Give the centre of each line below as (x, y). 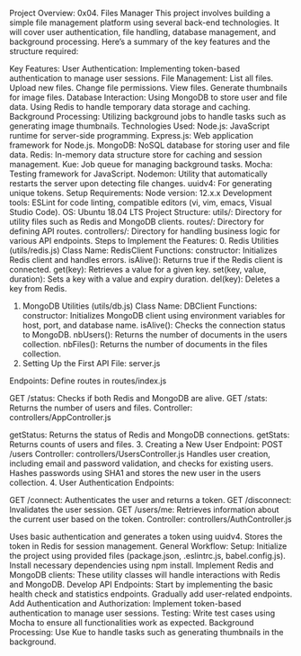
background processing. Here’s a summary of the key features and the (140, 41)
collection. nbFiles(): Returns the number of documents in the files (145, 344)
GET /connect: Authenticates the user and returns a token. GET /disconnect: (150, 500)
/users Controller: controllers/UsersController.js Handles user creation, (140, 454)
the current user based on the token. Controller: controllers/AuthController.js (150, 519)
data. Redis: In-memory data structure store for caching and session (136, 155)
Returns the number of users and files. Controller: (101, 408)
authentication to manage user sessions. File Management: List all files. (142, 78)
